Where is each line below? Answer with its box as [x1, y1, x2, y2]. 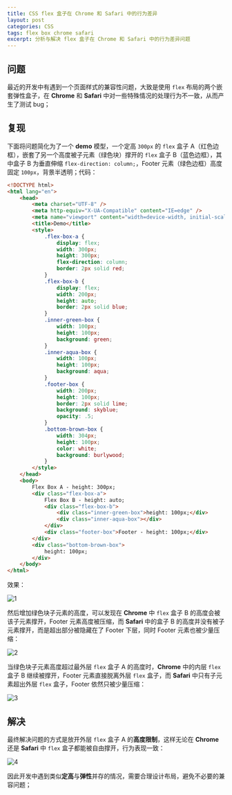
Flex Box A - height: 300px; [32, 483, 116, 491]
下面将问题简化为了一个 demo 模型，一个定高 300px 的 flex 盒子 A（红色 [7, 142, 213, 150]
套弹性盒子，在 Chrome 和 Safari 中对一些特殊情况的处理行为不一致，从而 [7, 91, 219, 100]
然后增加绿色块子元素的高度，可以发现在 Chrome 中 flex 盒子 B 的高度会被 [7, 609, 221, 617]
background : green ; [56, 336, 113, 343]
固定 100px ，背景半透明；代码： [7, 167, 97, 176]
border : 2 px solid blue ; [56, 303, 128, 311]
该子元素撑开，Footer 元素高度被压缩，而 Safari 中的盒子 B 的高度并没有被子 [7, 617, 225, 626]
